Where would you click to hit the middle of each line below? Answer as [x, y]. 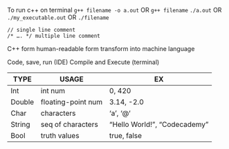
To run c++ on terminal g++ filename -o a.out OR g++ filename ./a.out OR [114, 10]
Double [22, 102]
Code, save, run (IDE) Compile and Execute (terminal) [83, 62]
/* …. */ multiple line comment [54, 36]
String [20, 125]
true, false [126, 136]
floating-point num [72, 102]
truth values [60, 136]
